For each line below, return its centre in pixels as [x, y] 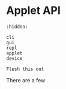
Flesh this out [25, 69]
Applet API [34, 11]
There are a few [26, 80]
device [14, 58]
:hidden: [17, 27]
